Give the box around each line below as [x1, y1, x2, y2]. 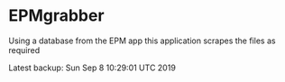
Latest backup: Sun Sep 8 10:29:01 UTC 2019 [8, 62, 177, 73]
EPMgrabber [8, 5, 105, 26]
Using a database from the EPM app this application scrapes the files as [8, 35, 276, 46]
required [8, 44, 41, 55]
